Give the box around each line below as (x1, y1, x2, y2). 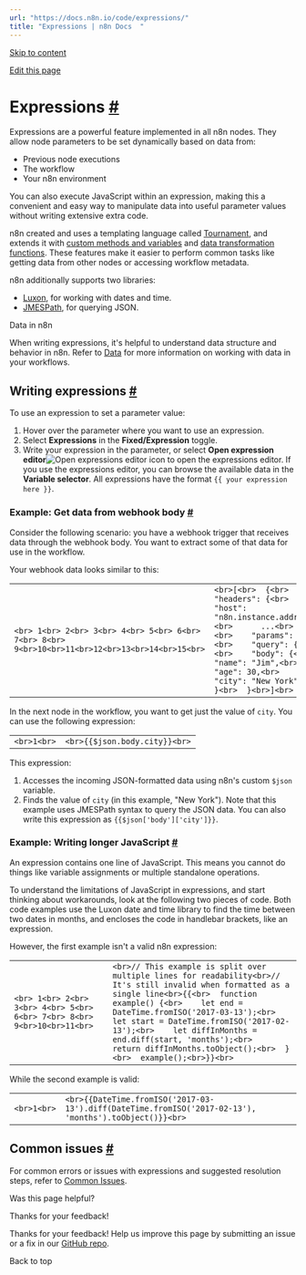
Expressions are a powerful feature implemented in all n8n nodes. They (9, 127, 277, 138)
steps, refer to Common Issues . (9, 1175, 127, 1186)
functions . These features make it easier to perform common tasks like (9, 247, 275, 258)
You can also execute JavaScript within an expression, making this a (9, 191, 266, 202)
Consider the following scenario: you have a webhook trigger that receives (9, 526, 290, 538)
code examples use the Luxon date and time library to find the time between (9, 904, 296, 915)
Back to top (9, 1255, 53, 1266)
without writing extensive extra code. (9, 211, 148, 222)
